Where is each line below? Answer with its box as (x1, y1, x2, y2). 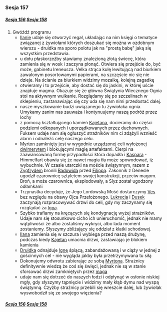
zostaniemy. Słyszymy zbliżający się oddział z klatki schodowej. (19, 226, 151, 232)
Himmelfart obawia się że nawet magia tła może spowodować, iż (19, 157, 153, 163)
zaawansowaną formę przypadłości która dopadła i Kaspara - (19, 151, 147, 157)
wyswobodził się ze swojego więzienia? (19, 289, 102, 295)
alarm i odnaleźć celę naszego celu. (19, 135, 94, 141)
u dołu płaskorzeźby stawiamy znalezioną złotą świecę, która (19, 56, 146, 62)
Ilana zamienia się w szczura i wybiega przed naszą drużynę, (19, 231, 146, 237)
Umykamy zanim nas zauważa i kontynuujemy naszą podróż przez (19, 109, 157, 115)
